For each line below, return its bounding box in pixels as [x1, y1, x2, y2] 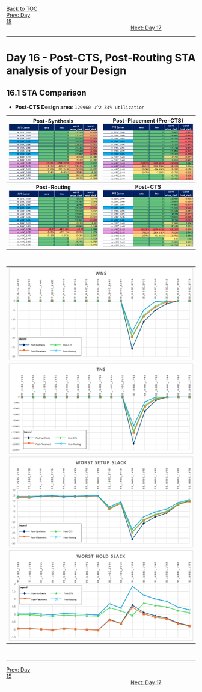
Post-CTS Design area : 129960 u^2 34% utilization [14, 103, 145, 111]
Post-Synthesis [32, 117, 74, 124]
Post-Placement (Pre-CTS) [112, 117, 183, 124]
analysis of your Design [6, 64, 127, 78]
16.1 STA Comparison [6, 87, 87, 98]
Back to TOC [6, 5, 38, 12]
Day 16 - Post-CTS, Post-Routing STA [6, 51, 196, 65]
